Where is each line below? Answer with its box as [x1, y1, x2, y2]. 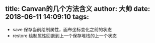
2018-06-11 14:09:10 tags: [5, 13, 89, 21]
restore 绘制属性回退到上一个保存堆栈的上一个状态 [12, 33, 117, 39]
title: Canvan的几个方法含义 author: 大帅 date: [5, 4, 150, 13]
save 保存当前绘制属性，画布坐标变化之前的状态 [12, 26, 112, 32]
